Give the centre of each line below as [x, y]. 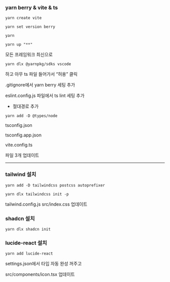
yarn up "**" [19, 44]
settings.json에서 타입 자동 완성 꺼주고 [44, 264]
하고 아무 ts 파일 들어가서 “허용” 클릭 [41, 74]
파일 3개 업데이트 [22, 155]
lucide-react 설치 [26, 243]
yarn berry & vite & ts [32, 8]
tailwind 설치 [21, 174]
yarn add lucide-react [29, 254]
